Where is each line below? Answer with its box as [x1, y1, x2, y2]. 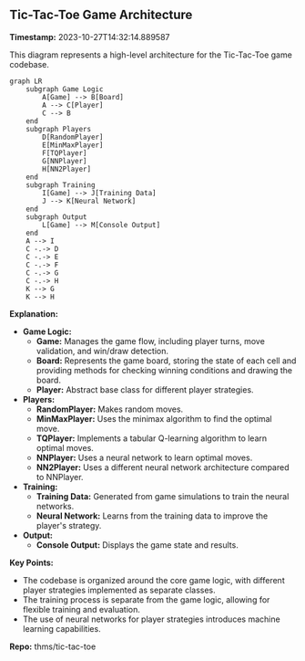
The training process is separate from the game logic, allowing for [22, 593, 270, 605]
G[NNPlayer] [42, 156, 88, 165]
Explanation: [9, 308, 59, 319]
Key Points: [9, 557, 54, 568]
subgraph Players [25, 124, 92, 133]
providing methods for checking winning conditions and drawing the [36, 364, 293, 375]
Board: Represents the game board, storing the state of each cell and [36, 355, 297, 366]
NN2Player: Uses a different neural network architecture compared [36, 461, 290, 473]
